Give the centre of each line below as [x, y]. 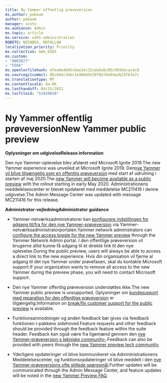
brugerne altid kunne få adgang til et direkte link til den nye [73, 246]
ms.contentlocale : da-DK [31, 84]
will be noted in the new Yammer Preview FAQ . [60, 376]
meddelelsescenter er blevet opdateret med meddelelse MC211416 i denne [82, 189]
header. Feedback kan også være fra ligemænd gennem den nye [79, 334]
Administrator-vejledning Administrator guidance [57, 210]
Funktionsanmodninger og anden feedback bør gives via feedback [81, 318]
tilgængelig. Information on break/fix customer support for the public [83, 303]
